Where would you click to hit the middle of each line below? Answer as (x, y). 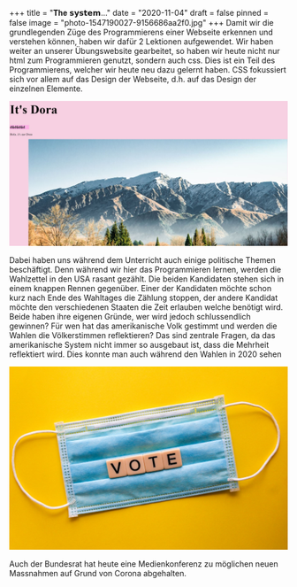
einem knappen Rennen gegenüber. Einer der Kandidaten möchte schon (141, 289)
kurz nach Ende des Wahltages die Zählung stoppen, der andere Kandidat (144, 298)
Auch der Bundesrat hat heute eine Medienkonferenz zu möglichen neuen (144, 564)
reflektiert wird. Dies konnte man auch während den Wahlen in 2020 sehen (145, 354)
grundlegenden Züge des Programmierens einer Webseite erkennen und (141, 32)
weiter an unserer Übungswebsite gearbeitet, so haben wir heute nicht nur (145, 51)
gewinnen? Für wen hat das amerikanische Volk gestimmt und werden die (143, 326)
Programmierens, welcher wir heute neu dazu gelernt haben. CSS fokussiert (148, 70)
